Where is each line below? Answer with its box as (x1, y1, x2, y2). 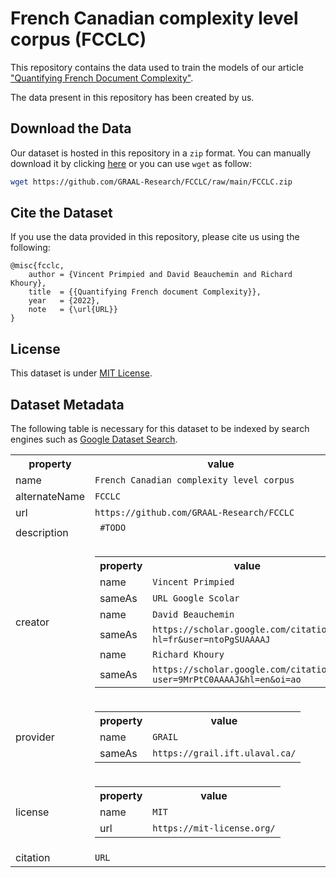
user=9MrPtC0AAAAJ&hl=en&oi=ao (152, 674, 302, 686)
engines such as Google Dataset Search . (10, 433, 178, 446)
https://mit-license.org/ (152, 823, 276, 834)
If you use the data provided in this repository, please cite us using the (10, 231, 300, 243)
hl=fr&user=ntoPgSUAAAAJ (152, 634, 271, 646)
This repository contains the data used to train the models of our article (10, 61, 304, 73)
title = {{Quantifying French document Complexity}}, (28, 287, 262, 297)
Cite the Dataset (10, 205, 113, 222)
